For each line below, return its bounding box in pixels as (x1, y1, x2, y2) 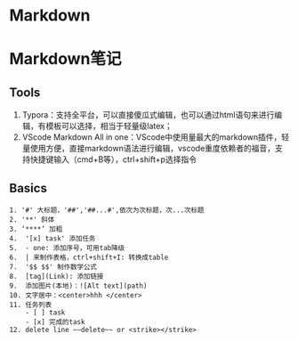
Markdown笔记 (9, 49, 122, 69)
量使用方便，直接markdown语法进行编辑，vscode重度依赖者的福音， (21, 143, 276, 154)
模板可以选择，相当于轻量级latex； (45, 121, 173, 132)
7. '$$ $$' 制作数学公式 (9, 263, 98, 272)
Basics (9, 180, 47, 196)
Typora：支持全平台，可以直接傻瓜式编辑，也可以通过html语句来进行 (21, 110, 275, 120)
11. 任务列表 (9, 300, 52, 309)
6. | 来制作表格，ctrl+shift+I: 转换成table (9, 253, 169, 262)
